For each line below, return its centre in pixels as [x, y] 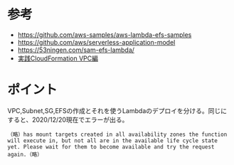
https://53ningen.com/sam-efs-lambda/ [76, 50]
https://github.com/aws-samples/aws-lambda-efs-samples [105, 34]
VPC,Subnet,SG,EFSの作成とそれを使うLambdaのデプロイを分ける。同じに [117, 110]
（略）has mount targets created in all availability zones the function [117, 134]
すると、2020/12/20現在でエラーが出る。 [68, 119]
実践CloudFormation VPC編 [58, 58]
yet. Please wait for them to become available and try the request [111, 147]
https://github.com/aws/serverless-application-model [96, 42]
